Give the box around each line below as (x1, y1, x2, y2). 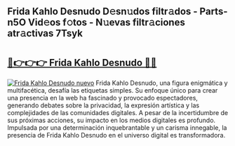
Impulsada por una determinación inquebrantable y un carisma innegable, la (7, 124, 227, 132)
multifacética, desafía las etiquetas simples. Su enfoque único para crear (7, 86, 218, 94)
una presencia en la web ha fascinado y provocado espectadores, (7, 94, 199, 102)
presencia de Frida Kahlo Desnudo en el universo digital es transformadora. (7, 131, 226, 139)
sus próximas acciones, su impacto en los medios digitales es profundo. (7, 116, 216, 124)
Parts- (199, 6, 228, 18)
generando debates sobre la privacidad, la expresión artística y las (7, 101, 200, 109)
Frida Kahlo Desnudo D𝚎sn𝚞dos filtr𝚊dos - (7, 6, 198, 18)
